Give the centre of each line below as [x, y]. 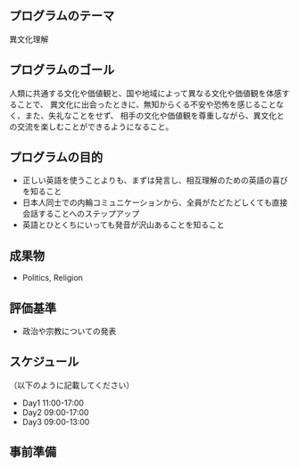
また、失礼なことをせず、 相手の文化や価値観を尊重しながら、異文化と [154, 115]
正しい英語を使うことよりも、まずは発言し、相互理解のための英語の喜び [155, 180]
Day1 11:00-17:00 [53, 403]
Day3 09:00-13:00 [56, 422]
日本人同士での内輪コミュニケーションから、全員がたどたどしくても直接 [155, 202]
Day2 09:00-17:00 [55, 412]
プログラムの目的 [56, 157]
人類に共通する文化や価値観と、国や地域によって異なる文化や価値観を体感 [146, 93]
